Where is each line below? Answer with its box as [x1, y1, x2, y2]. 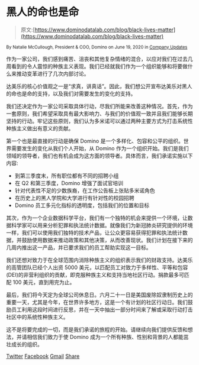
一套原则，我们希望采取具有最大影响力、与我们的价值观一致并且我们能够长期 [6, 110, 193, 117]
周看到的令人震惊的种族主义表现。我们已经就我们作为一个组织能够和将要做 [6, 63, 188, 70]
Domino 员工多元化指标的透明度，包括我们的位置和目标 [14, 202, 150, 209]
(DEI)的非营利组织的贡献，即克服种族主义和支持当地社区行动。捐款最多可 [6, 271, 185, 278]
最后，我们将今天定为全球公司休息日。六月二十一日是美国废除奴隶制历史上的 [6, 291, 193, 298]
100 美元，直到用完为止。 [12, 279, 75, 286]
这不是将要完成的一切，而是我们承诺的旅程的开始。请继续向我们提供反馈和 [6, 326, 188, 333]
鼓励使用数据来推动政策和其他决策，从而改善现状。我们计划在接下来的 [21, 236, 193, 243]
